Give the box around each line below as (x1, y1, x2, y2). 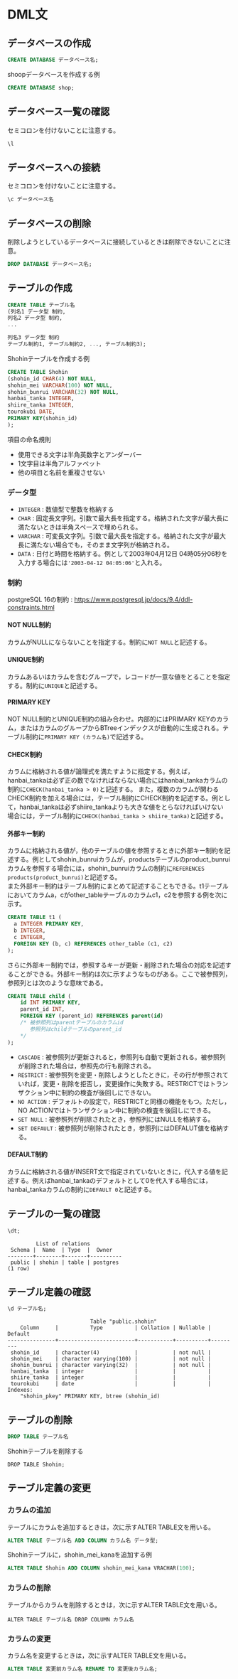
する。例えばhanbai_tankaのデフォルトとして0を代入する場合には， (13, 1176, 212, 1184)
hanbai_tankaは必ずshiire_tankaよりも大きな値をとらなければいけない (19, 803, 224, 811)
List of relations (36, 1240, 91, 1248)
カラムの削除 (7, 1583, 51, 1593)
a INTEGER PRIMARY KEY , (13, 921, 84, 928)
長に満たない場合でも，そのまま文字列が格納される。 (17, 541, 174, 549)
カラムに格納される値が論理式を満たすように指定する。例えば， (7, 767, 194, 776)
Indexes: (7, 1387, 33, 1394)
